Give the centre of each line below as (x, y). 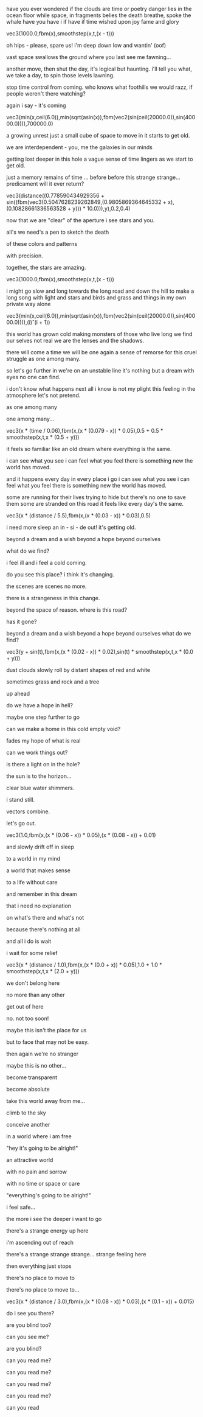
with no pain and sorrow (36, 1172)
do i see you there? (30, 1313)
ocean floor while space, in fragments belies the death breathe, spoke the (99, 15)
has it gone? (22, 621)
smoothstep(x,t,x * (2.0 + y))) (43, 971)
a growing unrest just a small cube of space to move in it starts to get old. (98, 135)
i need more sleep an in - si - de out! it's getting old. (71, 527)
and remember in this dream (42, 894)
